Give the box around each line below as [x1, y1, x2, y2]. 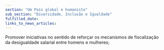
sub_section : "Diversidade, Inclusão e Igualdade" [5, 12, 112, 17]
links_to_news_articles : [5, 21, 57, 26]
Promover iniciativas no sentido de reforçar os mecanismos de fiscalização [5, 34, 159, 40]
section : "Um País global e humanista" [5, 7, 88, 12]
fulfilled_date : [5, 16, 39, 21]
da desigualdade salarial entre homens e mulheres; [5, 40, 110, 46]
